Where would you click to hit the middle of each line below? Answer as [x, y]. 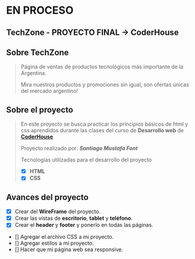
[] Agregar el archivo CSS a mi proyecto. [64, 237]
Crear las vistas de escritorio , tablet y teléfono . [73, 219]
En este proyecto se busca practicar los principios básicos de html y [104, 124]
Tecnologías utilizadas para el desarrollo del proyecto [86, 160]
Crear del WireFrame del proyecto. [58, 211]
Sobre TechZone [38, 52]
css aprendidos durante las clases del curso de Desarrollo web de [102, 130]
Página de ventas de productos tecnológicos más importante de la [102, 67]
